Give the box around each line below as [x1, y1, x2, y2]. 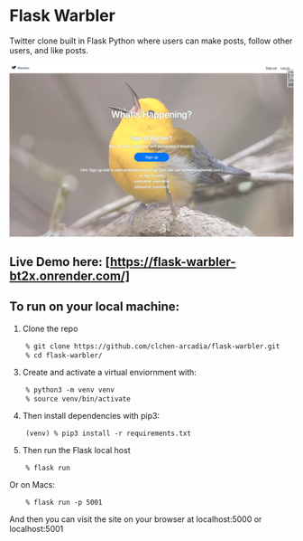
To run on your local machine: [9, 299, 180, 315]
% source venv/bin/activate [25, 394, 131, 403]
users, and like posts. [9, 44, 88, 55]
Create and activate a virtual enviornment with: [22, 366, 197, 377]
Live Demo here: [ [9, 254, 111, 270]
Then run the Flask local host [22, 444, 131, 455]
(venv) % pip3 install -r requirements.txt [25, 429, 192, 438]
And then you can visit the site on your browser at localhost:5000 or [9, 513, 262, 525]
